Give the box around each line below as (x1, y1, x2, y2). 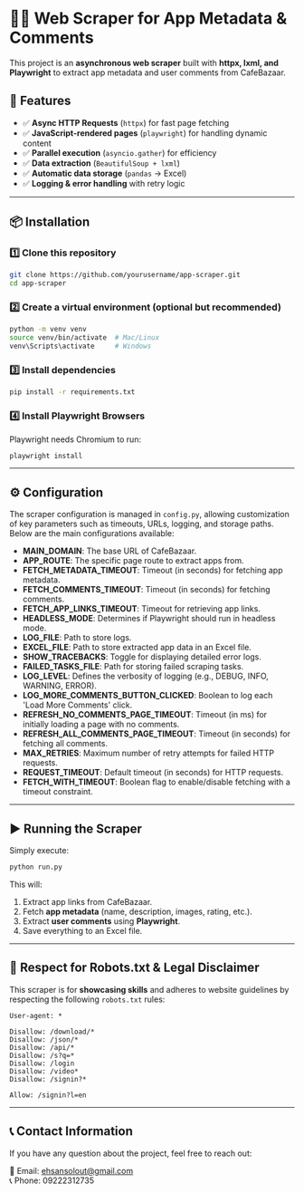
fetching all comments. (22, 738, 109, 749)
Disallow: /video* (9, 1066, 79, 1076)
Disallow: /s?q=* (9, 1051, 75, 1060)
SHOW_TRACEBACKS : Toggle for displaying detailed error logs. (22, 651, 262, 662)
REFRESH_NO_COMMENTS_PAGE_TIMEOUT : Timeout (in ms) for (22, 709, 268, 720)
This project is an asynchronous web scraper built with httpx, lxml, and (9, 57, 279, 68)
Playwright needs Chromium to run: (9, 434, 142, 445)
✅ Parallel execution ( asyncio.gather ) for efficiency (22, 147, 217, 158)
